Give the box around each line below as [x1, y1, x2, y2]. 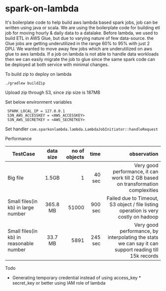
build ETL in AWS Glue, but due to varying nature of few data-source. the [5, 35, 154, 41]
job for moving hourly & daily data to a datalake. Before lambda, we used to [5, 30, 158, 36]
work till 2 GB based [112, 174, 159, 181]
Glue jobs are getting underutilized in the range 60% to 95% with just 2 [5, 40, 150, 46]
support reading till [114, 246, 159, 253]
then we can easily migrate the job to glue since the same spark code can [5, 56, 156, 62]
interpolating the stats [108, 233, 159, 240]
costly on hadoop [118, 213, 159, 220]
